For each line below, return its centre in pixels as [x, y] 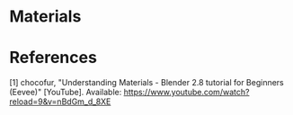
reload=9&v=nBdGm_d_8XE [60, 102]
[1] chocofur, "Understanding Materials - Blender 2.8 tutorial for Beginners [147, 83]
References [53, 58]
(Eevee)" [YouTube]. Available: [66, 93]
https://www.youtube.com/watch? [186, 93]
